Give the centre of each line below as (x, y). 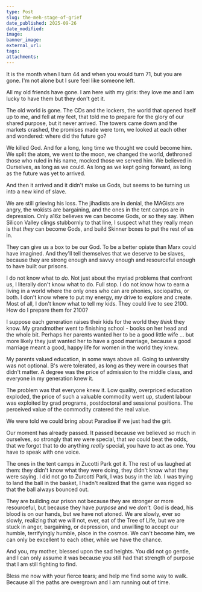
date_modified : (25, 29)
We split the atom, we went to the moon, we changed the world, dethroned (99, 154)
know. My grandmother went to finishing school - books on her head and (97, 328)
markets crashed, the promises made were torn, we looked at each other (96, 129)
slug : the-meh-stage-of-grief (44, 18)
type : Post (20, 12)
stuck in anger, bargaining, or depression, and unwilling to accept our (93, 527)
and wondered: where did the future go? (56, 136)
